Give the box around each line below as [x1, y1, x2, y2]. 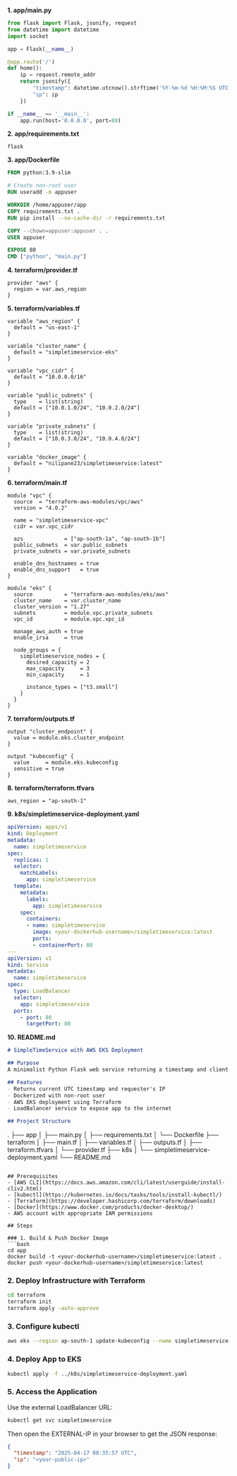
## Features [7, 1079, 42, 1086]
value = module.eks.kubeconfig [13, 759, 119, 767]
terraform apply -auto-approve [7, 1305, 99, 1312]
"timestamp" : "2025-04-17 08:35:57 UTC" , [13, 1450, 138, 1457]
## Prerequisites [7, 1173, 59, 1180]
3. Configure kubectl [7, 1321, 80, 1331]
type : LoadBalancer [13, 988, 71, 995]
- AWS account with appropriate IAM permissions [7, 1210, 153, 1217]
